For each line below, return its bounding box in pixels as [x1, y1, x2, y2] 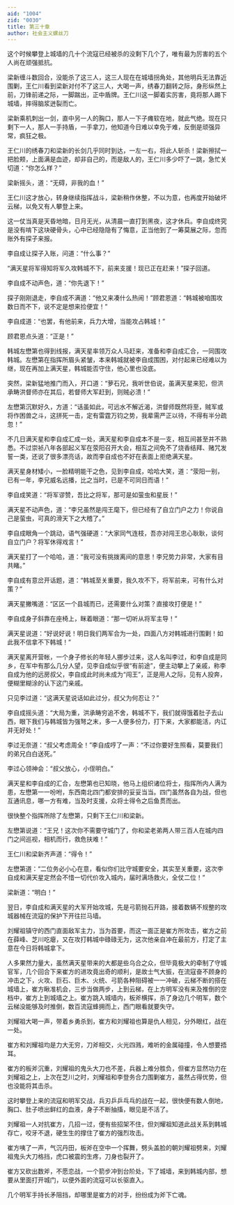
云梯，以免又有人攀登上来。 [7, 202, 87, 211]
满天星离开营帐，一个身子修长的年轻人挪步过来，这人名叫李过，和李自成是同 [7, 653, 227, 661]
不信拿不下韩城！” [19, 638, 72, 646]
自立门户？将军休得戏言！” [7, 538, 84, 546]
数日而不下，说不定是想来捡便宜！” [7, 303, 108, 311]
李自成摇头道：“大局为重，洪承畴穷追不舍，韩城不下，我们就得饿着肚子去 [7, 708, 218, 717]
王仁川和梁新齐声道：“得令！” [7, 850, 93, 858]
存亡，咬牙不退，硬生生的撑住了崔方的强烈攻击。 [7, 1129, 148, 1137]
